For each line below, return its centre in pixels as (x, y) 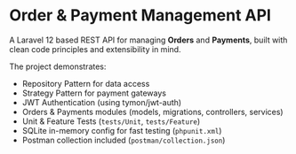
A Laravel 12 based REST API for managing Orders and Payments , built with (148, 40)
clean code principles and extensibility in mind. (95, 49)
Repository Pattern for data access (86, 83)
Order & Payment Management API (140, 15)
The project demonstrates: (58, 66)
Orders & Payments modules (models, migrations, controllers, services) (152, 112)
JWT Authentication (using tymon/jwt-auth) (102, 102)
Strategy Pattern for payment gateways (94, 93)
